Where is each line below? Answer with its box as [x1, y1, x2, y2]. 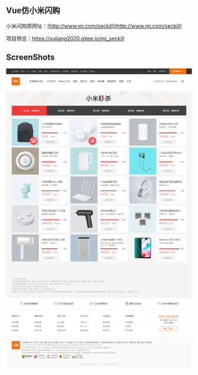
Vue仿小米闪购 [6, 5, 61, 16]
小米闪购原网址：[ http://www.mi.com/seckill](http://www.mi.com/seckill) [6, 22, 183, 29]
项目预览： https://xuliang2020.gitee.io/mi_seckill [6, 35, 125, 42]
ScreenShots [6, 52, 55, 63]
